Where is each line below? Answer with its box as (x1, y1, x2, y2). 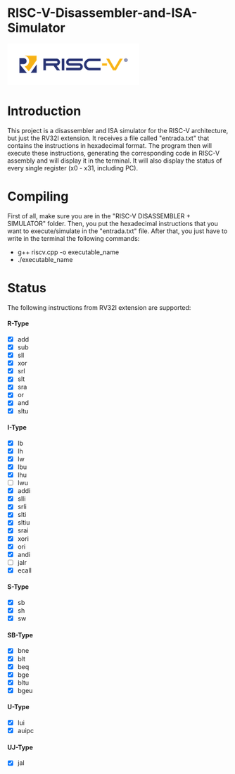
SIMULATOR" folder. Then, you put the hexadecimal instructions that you (7, 219, 218, 227)
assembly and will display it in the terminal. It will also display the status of (7, 156, 223, 165)
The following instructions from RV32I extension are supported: (7, 303, 191, 311)
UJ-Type (7, 743, 33, 751)
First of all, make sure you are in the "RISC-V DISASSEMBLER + (7, 211, 191, 220)
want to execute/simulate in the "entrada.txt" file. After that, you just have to (7, 227, 228, 235)
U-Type (7, 703, 30, 711)
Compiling (7, 189, 69, 205)
